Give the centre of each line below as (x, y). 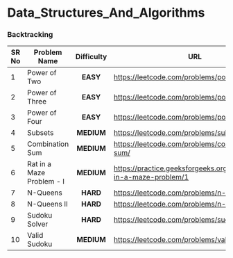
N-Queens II (48, 204)
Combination (48, 144)
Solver (38, 224)
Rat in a (40, 164)
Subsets (41, 133)
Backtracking (30, 35)
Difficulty (91, 57)
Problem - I (46, 182)
